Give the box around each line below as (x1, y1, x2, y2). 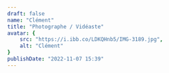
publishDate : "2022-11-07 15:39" (7, 56, 104, 63)
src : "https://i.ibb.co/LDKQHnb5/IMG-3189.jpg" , (19, 36, 163, 43)
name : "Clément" (7, 17, 54, 24)
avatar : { (7, 29, 36, 37)
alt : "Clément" (19, 42, 64, 49)
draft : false (7, 10, 45, 17)
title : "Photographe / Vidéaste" (7, 23, 104, 30)
